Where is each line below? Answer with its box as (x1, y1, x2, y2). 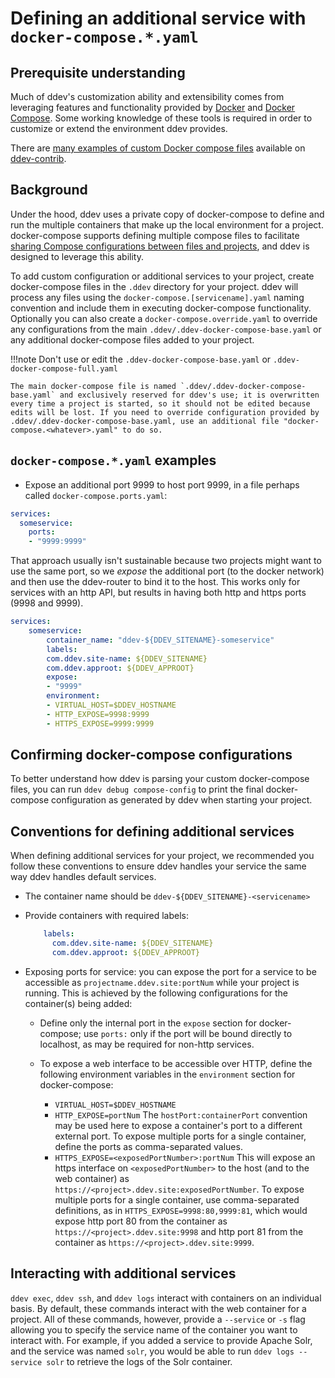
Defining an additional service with (10, 7, 307, 30)
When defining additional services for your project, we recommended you (10, 850, 315, 862)
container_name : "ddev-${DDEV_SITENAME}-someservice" (46, 635, 275, 645)
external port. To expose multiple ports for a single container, (54, 1130, 307, 1142)
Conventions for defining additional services (10, 823, 295, 840)
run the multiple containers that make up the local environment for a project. (10, 218, 324, 231)
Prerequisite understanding (10, 64, 186, 81)
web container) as (54, 1172, 130, 1184)
